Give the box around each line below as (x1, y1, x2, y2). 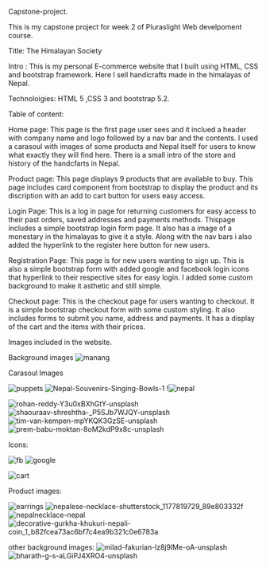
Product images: (8, 486, 62, 496)
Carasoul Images (8, 368, 64, 378)
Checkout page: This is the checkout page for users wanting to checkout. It (8, 296, 255, 306)
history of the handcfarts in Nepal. (8, 159, 121, 168)
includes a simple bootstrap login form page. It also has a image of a (8, 223, 233, 233)
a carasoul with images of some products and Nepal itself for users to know (8, 142, 256, 151)
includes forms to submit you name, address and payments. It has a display (8, 314, 256, 323)
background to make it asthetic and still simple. (8, 281, 163, 290)
